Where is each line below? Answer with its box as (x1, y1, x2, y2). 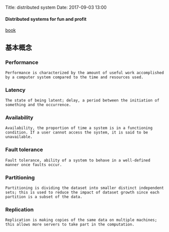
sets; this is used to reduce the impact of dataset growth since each (5, 190, 159, 195)
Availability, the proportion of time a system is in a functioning (5, 125, 153, 131)
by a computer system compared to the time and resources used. (5, 75, 144, 80)
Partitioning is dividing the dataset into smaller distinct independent (5, 185, 164, 191)
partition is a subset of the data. (5, 194, 82, 200)
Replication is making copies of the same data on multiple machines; (5, 218, 157, 223)
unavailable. (5, 135, 33, 140)
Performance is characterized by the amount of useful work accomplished (5, 70, 164, 75)
